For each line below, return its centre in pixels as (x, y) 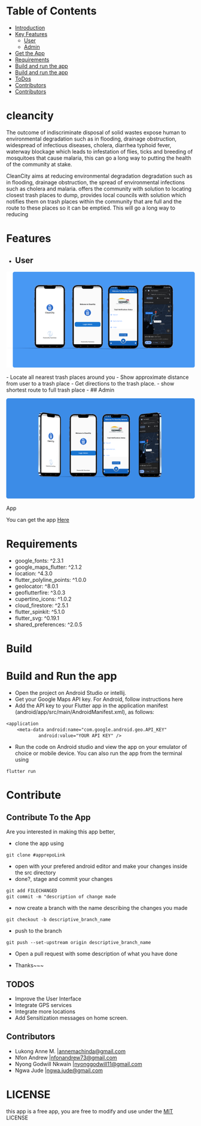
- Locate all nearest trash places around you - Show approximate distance (98, 377)
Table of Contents (51, 11)
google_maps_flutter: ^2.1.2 (48, 567)
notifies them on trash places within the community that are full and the (94, 201)
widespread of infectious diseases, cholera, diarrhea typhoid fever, (89, 145)
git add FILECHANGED (32, 891)
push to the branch (38, 931)
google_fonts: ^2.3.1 (39, 561)
